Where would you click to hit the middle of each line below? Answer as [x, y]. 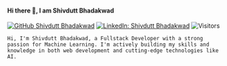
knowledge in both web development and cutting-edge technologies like [113, 51]
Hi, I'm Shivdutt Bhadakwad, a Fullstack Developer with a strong [105, 39]
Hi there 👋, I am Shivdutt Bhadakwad [61, 10]
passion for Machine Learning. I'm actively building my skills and [108, 45]
